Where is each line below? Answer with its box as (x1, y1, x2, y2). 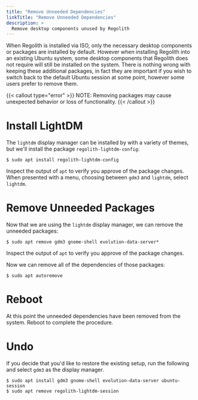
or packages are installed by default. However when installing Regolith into (6, 49, 190, 56)
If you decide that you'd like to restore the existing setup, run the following (6, 360, 190, 366)
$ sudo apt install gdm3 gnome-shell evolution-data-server (6, 378, 160, 384)
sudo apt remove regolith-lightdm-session (11, 388, 119, 394)
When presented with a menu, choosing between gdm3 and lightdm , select (6, 174, 188, 181)
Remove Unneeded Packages (6, 201, 155, 215)
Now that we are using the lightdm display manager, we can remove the (6, 221, 184, 228)
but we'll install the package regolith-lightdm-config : (6, 145, 140, 153)
